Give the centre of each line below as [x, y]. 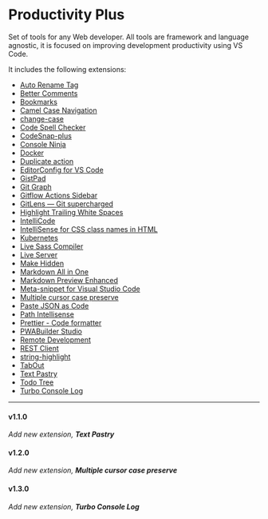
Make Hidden [42, 263]
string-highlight [45, 357]
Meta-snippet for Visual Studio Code [80, 289]
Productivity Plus [67, 15]
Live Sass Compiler [51, 246]
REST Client [39, 348]
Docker [32, 153]
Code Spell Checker [53, 127]
